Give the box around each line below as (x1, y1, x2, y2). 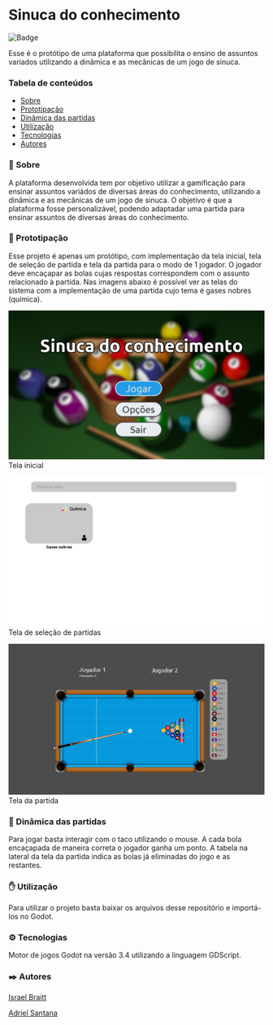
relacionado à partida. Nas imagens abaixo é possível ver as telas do (8, 276, 238, 286)
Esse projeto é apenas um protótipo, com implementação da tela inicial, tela (8, 250, 262, 261)
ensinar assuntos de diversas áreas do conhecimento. (8, 212, 189, 222)
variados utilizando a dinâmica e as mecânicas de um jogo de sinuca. (8, 57, 241, 67)
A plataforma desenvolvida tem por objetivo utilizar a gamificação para (8, 177, 245, 188)
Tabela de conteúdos (8, 77, 93, 89)
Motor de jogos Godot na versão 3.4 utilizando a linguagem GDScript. (8, 949, 242, 960)
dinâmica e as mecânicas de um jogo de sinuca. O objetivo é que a (8, 195, 233, 205)
